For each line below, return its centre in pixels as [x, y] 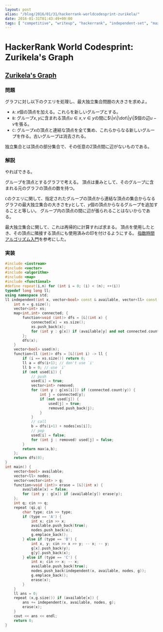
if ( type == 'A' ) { [42, 517]
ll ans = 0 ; [26, 594]
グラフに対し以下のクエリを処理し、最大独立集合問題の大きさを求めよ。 [77, 102]
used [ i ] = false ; [49, 435]
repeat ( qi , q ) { [30, 508]
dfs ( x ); [30, 340]
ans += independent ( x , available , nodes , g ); [69, 603]
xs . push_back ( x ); [49, 327]
